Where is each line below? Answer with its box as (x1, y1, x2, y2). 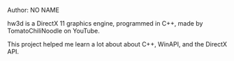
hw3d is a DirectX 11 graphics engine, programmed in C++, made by (7, 19, 203, 27)
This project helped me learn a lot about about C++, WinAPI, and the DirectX (7, 40, 228, 48)
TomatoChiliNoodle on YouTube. (7, 27, 100, 35)
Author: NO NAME (7, 6, 59, 14)
